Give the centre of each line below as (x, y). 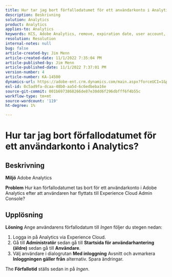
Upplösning (24, 215)
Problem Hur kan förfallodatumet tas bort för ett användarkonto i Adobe (81, 188)
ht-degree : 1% (20, 106)
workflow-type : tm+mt (28, 96)
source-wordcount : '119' (32, 101)
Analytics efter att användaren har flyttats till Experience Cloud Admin (79, 193)
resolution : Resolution (31, 39)
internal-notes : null (28, 44)
